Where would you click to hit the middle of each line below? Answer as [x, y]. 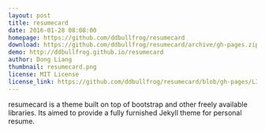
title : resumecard [38, 23]
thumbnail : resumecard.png [52, 67]
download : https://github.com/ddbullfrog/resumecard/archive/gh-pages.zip [134, 45]
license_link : [32, 81]
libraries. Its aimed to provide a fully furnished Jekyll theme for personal [125, 112]
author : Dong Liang [40, 60]
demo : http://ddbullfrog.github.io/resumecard [86, 52]
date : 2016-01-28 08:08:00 [52, 30]
